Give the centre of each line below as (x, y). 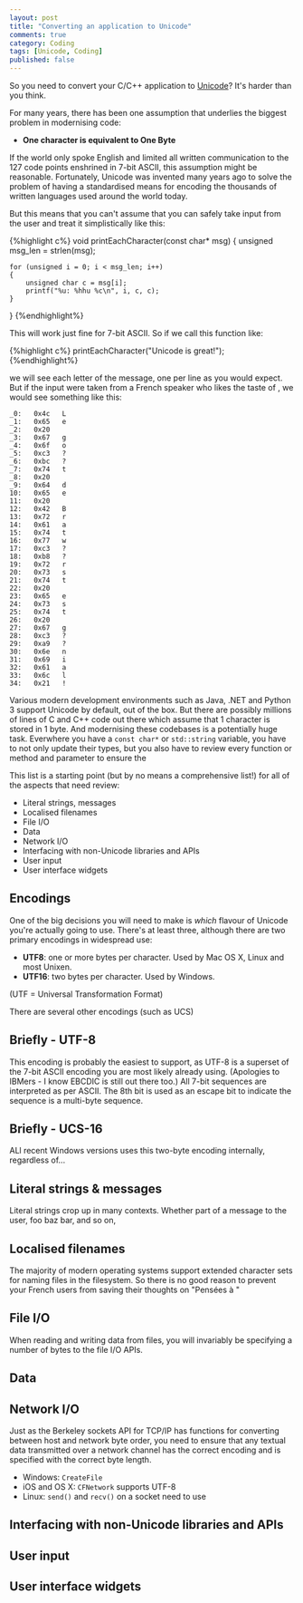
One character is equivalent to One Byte (99, 140)
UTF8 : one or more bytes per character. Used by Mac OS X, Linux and (153, 957)
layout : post (34, 18)
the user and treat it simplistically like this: (87, 223)
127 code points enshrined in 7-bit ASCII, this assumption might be (133, 167)
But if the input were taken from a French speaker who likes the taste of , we (151, 387)
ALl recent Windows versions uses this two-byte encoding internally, (137, 1151)
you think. (28, 95)
